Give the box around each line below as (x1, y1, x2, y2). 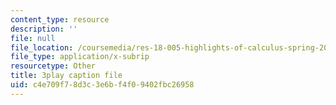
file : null (10, 33, 56, 43)
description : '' (10, 24, 78, 34)
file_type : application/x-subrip (10, 52, 150, 62)
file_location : (10, 42, 74, 53)
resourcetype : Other (10, 61, 97, 71)
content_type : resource (10, 14, 110, 25)
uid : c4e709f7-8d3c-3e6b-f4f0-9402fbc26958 (10, 80, 195, 90)
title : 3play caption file (10, 71, 123, 81)
